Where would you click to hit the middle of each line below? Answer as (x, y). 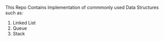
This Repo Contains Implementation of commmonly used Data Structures (82, 7)
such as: (14, 13)
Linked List (24, 23)
